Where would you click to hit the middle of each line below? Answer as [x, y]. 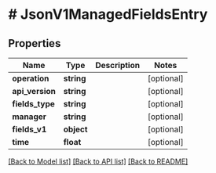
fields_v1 [29, 129]
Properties [35, 43]
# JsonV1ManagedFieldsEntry [108, 14]
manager [29, 117]
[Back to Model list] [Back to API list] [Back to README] [98, 161]
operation [31, 78]
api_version [34, 91]
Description [117, 65]
